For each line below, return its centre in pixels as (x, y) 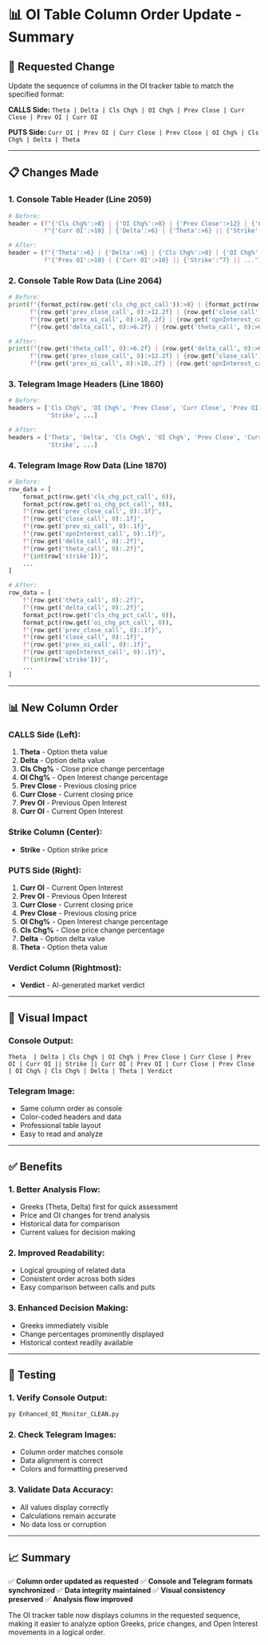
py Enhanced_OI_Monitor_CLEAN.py (64, 1414)
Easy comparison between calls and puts (87, 1287)
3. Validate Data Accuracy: (61, 1490)
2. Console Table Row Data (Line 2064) (85, 280)
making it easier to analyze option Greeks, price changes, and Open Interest (133, 1623)
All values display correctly (64, 1507)
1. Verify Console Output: (58, 1397)
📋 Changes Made (53, 173)
